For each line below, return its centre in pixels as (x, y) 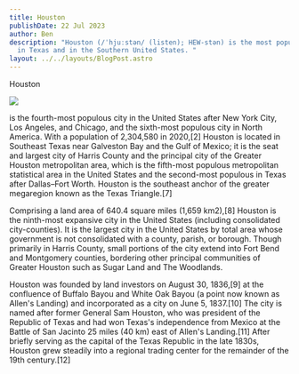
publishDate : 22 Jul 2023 (57, 26)
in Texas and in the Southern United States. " (107, 51)
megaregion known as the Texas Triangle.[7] (91, 193)
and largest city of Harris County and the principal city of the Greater (136, 155)
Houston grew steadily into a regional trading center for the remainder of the (149, 350)
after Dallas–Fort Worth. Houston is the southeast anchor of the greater (139, 184)
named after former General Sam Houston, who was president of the (135, 313)
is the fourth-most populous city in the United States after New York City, (143, 118)
